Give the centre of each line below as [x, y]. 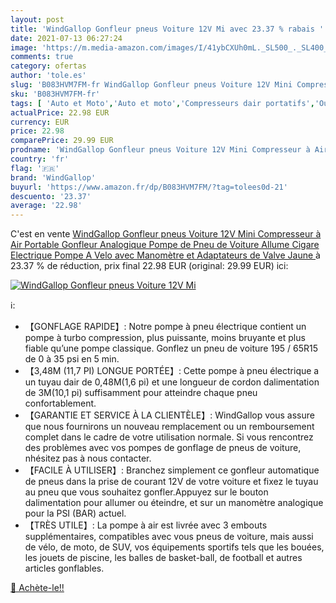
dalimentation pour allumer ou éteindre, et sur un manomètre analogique [174, 503]
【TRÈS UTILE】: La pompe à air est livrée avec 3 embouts [146, 525]
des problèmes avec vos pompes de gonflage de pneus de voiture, [163, 448]
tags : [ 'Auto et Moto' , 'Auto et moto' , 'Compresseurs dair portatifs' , [162, 103]
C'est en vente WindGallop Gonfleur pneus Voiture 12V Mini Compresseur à [166, 234]
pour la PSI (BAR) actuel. [75, 513]
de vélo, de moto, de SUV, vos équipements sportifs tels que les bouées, [174, 547]
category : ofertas [48, 66]
